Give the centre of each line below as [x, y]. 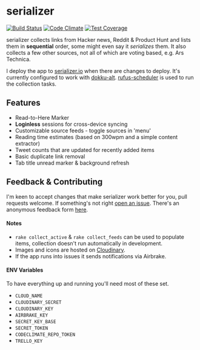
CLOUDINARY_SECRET [38, 302]
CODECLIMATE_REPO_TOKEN [45, 335]
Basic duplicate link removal [50, 156]
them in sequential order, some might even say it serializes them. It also [96, 46]
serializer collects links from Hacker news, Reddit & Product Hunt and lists [98, 39]
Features [23, 103]
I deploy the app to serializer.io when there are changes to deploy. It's [93, 70]
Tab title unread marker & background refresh [72, 163]
